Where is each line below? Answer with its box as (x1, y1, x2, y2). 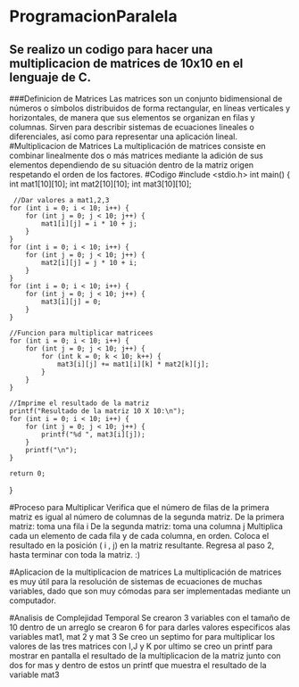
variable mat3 (9, 669, 60, 680)
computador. (9, 595, 56, 606)
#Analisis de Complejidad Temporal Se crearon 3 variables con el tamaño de (9, 613, 291, 623)
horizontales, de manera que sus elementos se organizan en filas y (9, 112, 256, 122)
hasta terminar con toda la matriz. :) (9, 550, 141, 559)
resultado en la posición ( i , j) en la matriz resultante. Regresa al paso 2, (9, 540, 275, 550)
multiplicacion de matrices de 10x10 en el (9, 55, 244, 70)
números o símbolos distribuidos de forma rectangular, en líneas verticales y (9, 103, 291, 113)
